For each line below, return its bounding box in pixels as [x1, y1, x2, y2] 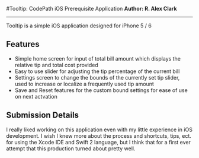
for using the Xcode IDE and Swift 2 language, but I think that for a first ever [6, 138, 191, 146]
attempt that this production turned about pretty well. [6, 145, 136, 152]
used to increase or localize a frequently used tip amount [14, 80, 154, 87]
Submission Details [6, 110, 79, 121]
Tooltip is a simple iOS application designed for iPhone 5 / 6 [6, 22, 152, 29]
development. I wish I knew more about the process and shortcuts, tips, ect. [6, 132, 191, 139]
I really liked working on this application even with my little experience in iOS [6, 126, 192, 133]
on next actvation [14, 93, 57, 100]
